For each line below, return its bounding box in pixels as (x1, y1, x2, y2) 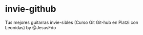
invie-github (5, 3, 56, 15)
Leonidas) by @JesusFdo (5, 24, 56, 30)
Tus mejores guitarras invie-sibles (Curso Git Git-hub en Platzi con (5, 19, 139, 25)
